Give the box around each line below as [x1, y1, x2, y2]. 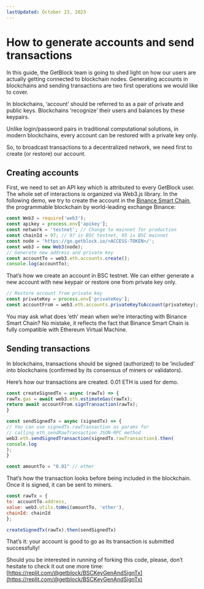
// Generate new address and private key [6, 249, 114, 256]
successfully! [6, 544, 40, 552]
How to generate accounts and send [6, 35, 194, 49]
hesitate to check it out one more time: [6, 563, 104, 570]
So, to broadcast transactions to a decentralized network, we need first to [6, 143, 193, 151]
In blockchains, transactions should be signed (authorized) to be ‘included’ [6, 360, 195, 367]
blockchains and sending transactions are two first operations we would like [6, 82, 198, 89]
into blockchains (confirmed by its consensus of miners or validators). [6, 366, 183, 374]
